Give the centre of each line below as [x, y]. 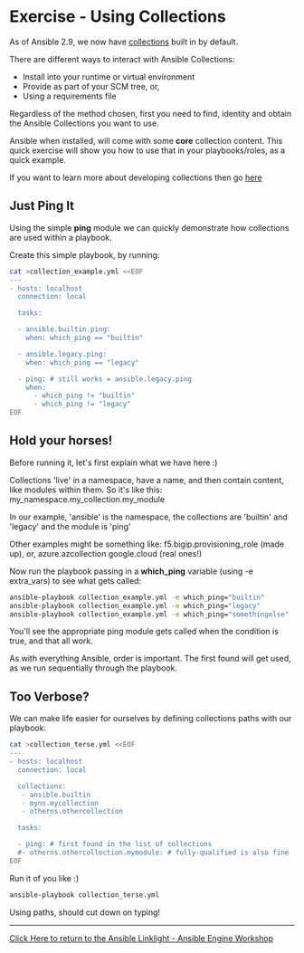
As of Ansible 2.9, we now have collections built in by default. [124, 42]
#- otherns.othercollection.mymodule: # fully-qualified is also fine [153, 853]
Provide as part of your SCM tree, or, [91, 86]
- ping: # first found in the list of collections [115, 844]
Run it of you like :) [44, 878]
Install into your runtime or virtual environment [109, 76]
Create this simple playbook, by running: [85, 254]
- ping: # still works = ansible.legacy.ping [105, 379]
